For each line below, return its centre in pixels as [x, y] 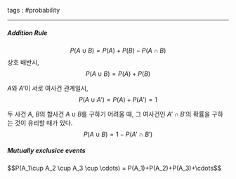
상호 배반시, [24, 62]
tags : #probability [34, 10]
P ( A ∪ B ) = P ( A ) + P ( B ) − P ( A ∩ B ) [118, 50]
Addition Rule [27, 33]
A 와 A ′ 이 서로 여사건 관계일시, [48, 88]
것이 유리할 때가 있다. [44, 123]
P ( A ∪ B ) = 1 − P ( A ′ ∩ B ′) [118, 134]
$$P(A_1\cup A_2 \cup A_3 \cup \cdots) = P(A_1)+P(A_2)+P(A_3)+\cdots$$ [114, 168]
